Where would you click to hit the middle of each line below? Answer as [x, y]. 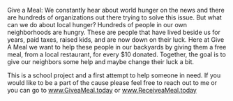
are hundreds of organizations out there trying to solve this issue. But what [114, 17]
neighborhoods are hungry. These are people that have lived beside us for [114, 32]
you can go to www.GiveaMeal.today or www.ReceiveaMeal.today [102, 90]
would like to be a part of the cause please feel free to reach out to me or [112, 83]
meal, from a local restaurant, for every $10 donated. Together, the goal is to [117, 54]
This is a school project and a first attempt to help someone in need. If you [114, 75]
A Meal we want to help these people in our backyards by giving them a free [117, 47]
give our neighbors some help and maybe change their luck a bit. [100, 62]
